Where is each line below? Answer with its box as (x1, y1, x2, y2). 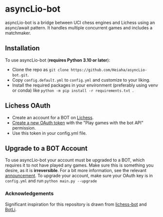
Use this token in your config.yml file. (12, 130, 87, 136)
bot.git (12, 72, 28, 78)
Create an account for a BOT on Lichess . (12, 114, 94, 120)
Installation (5, 44, 40, 52)
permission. (12, 125, 36, 130)
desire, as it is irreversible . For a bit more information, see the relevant (5, 168, 147, 174)
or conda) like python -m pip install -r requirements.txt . (12, 87, 134, 93)
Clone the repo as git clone (12, 66, 69, 72)
